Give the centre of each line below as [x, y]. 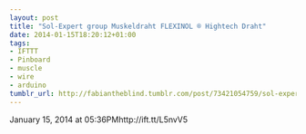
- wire [22, 77]
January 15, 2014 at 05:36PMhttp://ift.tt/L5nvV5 [99, 120]
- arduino [28, 85]
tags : [20, 43]
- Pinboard [30, 60]
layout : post [34, 18]
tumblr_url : [32, 93]
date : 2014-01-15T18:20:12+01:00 [73, 34]
